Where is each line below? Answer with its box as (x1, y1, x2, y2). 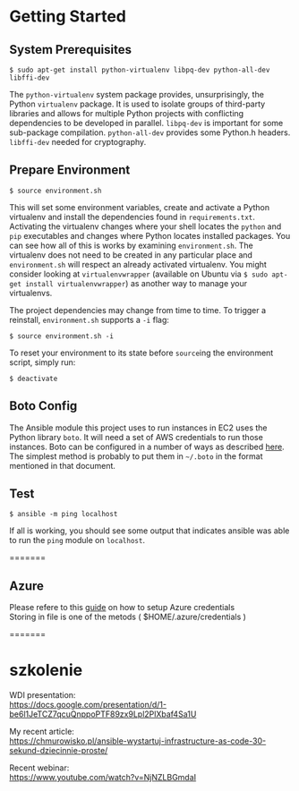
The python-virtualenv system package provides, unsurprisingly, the (9, 89, 264, 99)
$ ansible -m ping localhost (9, 510, 118, 519)
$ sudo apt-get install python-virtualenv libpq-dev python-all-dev (9, 65, 270, 74)
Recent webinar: (9, 762, 70, 773)
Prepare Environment (9, 163, 131, 178)
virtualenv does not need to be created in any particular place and (9, 249, 253, 260)
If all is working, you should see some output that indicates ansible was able (9, 525, 290, 536)
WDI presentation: (9, 690, 76, 701)
